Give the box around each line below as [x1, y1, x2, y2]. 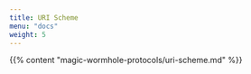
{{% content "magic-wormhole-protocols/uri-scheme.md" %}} [9, 55, 243, 66]
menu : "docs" [9, 22, 59, 31]
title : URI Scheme [9, 13, 79, 23]
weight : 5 [9, 30, 47, 39]
